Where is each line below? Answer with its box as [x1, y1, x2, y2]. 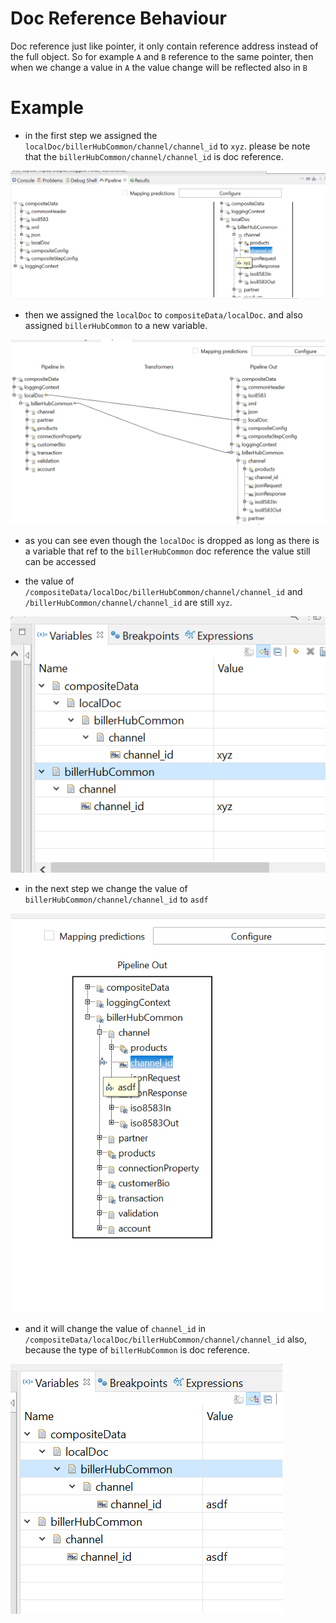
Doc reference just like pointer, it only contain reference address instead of [10, 40, 319, 52]
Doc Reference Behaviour [10, 7, 227, 30]
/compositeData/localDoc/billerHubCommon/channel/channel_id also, [24, 1333, 308, 1345]
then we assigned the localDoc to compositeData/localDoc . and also [24, 309, 304, 321]
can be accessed [24, 556, 97, 568]
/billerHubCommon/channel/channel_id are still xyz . [24, 597, 233, 609]
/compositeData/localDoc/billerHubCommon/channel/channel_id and [24, 586, 303, 598]
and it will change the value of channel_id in [24, 1322, 207, 1334]
